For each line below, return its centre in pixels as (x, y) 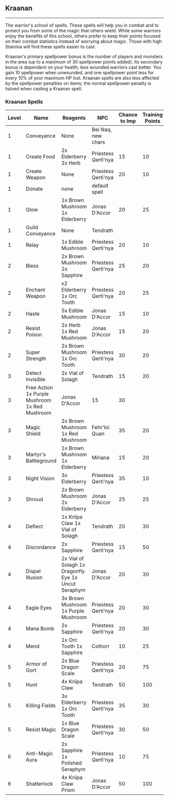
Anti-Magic (39, 754)
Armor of (36, 664)
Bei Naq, (102, 130)
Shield (33, 434)
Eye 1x (69, 577)
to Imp (128, 121)
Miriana (101, 458)
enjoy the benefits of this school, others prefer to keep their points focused (83, 36)
